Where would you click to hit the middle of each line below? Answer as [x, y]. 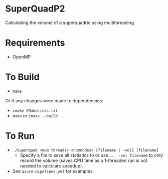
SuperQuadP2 [35, 9]
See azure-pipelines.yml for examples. [53, 171]
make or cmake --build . [37, 115]
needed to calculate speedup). [52, 165]
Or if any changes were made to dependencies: [54, 100]
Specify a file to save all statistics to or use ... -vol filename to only [91, 155]
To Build [23, 77]
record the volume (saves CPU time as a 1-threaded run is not [83, 160]
